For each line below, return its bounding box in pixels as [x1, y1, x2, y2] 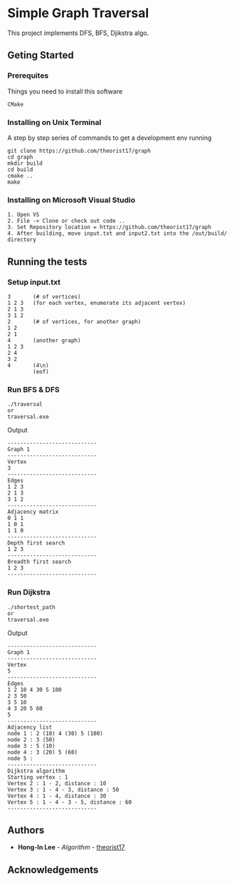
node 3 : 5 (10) [7, 742, 55, 750]
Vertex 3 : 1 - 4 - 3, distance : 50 [7, 786, 119, 793]
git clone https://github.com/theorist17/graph [7, 147, 151, 154]
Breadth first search [7, 558, 72, 565]
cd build [7, 166, 33, 173]
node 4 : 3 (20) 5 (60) [7, 748, 78, 756]
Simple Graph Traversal [7, 5, 149, 21]
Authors [7, 824, 45, 836]
